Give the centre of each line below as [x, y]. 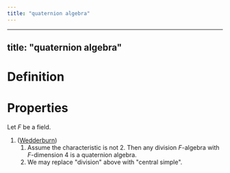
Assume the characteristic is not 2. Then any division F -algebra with [124, 148]
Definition [36, 77]
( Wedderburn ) [37, 140]
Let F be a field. [29, 127]
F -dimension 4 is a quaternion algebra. [82, 155]
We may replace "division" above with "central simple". [105, 162]
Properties [38, 108]
